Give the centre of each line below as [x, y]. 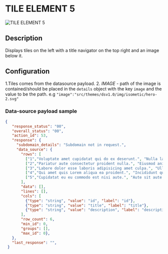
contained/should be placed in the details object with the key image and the [83, 88]
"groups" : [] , [35, 228]
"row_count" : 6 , [38, 219]
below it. [14, 55]
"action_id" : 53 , [30, 135]
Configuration [27, 71]
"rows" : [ [31, 154]
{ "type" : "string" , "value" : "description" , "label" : [82, 210]
